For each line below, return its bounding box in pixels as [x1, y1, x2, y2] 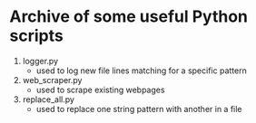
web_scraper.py [22, 74, 83, 85]
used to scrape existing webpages [35, 84, 165, 95]
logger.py [22, 55, 59, 66]
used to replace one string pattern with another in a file [35, 103, 242, 114]
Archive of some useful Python [9, 6, 248, 27]
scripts [9, 25, 64, 46]
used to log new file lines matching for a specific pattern [35, 65, 247, 76]
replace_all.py [22, 93, 75, 105]
